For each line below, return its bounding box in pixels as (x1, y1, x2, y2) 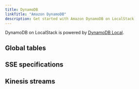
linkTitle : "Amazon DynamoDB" (5, 12, 67, 17)
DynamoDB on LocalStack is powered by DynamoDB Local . (5, 30, 124, 36)
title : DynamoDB (5, 7, 38, 12)
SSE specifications (5, 61, 63, 69)
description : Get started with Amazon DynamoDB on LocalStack (5, 16, 134, 21)
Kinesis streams (5, 77, 56, 86)
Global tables (5, 44, 46, 52)
